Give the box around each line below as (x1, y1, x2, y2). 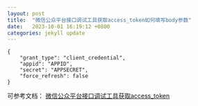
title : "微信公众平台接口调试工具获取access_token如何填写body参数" (7, 17, 192, 24)
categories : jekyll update (7, 29, 85, 37)
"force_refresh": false (19, 73, 89, 80)
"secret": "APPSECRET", (19, 67, 89, 73)
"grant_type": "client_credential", (19, 55, 126, 62)
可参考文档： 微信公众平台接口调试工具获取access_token (7, 91, 170, 100)
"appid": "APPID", (19, 60, 73, 68)
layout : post (7, 10, 45, 17)
